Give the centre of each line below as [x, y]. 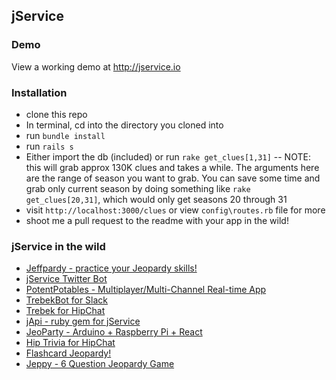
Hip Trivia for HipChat [70, 343]
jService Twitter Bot [66, 279]
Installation [39, 92]
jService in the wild [58, 246]
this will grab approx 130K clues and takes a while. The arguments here [172, 167]
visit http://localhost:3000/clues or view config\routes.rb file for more [175, 210]
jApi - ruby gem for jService [83, 321]
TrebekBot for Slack [67, 300]
